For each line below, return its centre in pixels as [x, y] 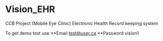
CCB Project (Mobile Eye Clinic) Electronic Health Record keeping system [82, 23]
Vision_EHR [30, 9]
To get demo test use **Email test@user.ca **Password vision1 [72, 33]
